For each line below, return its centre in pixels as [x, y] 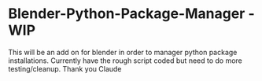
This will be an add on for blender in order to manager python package [123, 52]
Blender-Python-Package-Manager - [131, 14]
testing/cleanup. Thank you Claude [65, 68]
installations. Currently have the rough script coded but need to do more [125, 61]
